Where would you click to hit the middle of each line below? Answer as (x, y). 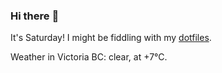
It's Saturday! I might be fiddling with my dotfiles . (111, 38)
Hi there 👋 (35, 16)
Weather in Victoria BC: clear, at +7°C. (89, 57)
